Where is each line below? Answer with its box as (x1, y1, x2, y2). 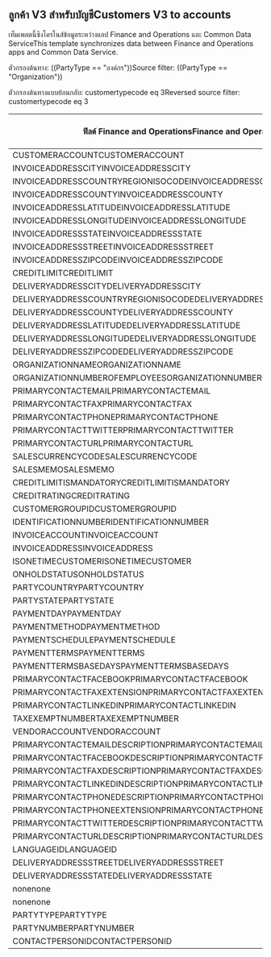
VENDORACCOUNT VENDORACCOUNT (12, 726, 161, 737)
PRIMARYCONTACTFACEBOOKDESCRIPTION (12, 751, 185, 763)
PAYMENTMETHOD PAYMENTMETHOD (12, 621, 161, 632)
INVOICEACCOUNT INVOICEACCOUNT (12, 529, 160, 540)
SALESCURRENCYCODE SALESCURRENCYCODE (12, 451, 198, 462)
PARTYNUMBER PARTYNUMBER (12, 922, 135, 934)
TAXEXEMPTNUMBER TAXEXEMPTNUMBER (12, 713, 179, 724)
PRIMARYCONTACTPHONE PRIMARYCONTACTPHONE (12, 411, 219, 422)
